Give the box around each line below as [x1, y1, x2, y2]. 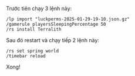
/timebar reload [6, 53, 46, 59]
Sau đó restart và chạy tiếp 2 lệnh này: [6, 37, 100, 43]
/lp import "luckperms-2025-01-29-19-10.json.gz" [6, 16, 130, 22]
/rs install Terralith [6, 26, 62, 32]
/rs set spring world [6, 48, 59, 54]
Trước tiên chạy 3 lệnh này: [6, 5, 72, 12]
